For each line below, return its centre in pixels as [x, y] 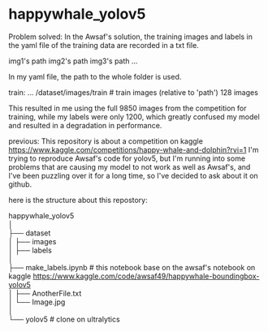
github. [20, 184]
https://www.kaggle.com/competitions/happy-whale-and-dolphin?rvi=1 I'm [134, 149]
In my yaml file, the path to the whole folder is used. [95, 76]
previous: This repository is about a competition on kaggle [106, 141]
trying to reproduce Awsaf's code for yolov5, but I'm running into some [127, 158]
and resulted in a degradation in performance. [85, 125]
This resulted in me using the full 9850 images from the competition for [128, 108]
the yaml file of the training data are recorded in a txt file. [104, 45]
